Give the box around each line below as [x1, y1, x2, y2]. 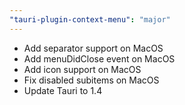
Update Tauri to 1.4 [23, 84, 103, 96]
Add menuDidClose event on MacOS [23, 52, 176, 65]
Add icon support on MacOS [23, 63, 142, 75]
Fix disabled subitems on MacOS [23, 74, 160, 86]
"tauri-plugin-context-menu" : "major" [9, 14, 171, 25]
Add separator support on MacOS [23, 42, 164, 54]
